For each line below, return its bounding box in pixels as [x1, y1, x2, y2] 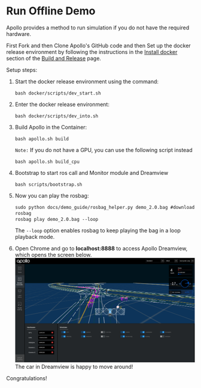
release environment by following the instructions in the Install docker [6, 48, 178, 55]
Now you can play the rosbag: [14, 192, 89, 199]
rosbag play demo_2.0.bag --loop [14, 216, 99, 222]
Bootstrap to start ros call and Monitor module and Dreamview [14, 169, 169, 176]
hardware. [6, 30, 32, 37]
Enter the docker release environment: [14, 101, 109, 108]
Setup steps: [6, 66, 38, 73]
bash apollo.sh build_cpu [14, 159, 80, 165]
